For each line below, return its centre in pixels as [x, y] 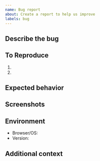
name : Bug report [23, 10]
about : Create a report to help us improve [50, 14]
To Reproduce [27, 55]
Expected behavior [35, 88]
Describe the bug [32, 39]
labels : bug [17, 19]
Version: [21, 138]
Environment [25, 121]
